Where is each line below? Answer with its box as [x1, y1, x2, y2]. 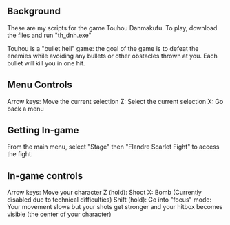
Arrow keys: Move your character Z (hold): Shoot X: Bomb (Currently [7, 189, 202, 197]
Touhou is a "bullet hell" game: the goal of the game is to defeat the [7, 44, 199, 52]
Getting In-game [7, 125, 79, 136]
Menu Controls [7, 79, 72, 91]
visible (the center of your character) [7, 210, 112, 219]
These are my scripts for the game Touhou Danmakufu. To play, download [7, 23, 218, 32]
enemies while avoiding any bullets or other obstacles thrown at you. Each [7, 52, 218, 60]
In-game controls [7, 170, 83, 182]
